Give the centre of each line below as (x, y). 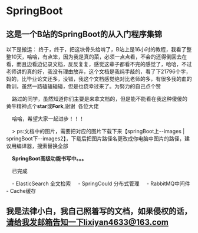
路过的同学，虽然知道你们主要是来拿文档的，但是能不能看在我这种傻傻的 (99, 99)
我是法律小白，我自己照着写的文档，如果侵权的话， (99, 211)
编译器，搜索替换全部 (42, 146)
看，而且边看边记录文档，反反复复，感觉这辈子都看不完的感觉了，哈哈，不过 (99, 64)
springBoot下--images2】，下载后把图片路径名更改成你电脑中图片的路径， (95, 139)
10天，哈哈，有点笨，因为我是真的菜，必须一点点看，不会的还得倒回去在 (99, 57)
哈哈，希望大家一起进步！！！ (48, 119)
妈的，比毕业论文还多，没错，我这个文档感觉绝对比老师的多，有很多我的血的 (99, 79)
